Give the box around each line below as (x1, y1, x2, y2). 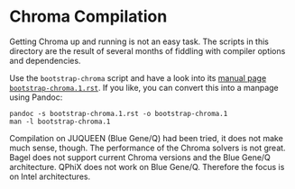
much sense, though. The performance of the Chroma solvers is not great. (9, 142, 286, 153)
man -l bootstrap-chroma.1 (9, 117, 111, 126)
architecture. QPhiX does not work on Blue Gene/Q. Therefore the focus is (9, 161, 285, 172)
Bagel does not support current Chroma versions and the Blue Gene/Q (9, 151, 271, 163)
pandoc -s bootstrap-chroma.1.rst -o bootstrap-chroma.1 (9, 109, 228, 118)
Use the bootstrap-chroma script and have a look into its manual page (9, 72, 267, 83)
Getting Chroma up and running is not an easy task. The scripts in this (9, 36, 269, 47)
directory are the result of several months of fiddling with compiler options (9, 45, 286, 56)
